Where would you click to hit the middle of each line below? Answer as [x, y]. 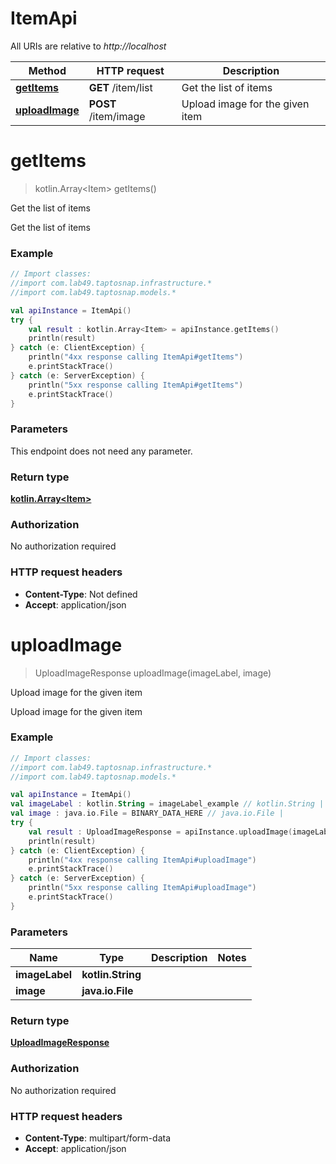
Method [47, 70]
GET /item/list [120, 87]
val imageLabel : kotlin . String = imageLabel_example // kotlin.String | [167, 804]
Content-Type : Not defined [81, 594]
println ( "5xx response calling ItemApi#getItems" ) [136, 385]
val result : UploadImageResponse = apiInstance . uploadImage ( [160, 832]
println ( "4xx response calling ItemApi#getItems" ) [136, 357]
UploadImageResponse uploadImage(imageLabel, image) [153, 673]
